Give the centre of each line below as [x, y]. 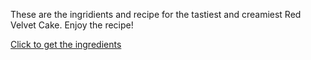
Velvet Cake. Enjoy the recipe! [72, 25]
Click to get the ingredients [66, 44]
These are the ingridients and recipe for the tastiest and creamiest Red [156, 14]
